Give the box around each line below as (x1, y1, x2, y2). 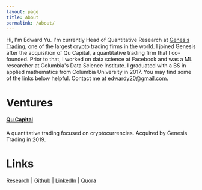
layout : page (6, 8, 39, 15)
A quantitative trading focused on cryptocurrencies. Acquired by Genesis (6, 129, 188, 136)
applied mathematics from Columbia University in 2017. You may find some (6, 69, 191, 76)
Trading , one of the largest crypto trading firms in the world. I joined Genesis (6, 43, 196, 50)
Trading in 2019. (6, 136, 46, 143)
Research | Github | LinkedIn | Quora (6, 177, 97, 184)
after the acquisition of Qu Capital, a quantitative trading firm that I (6, 49, 170, 57)
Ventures (6, 96, 54, 109)
